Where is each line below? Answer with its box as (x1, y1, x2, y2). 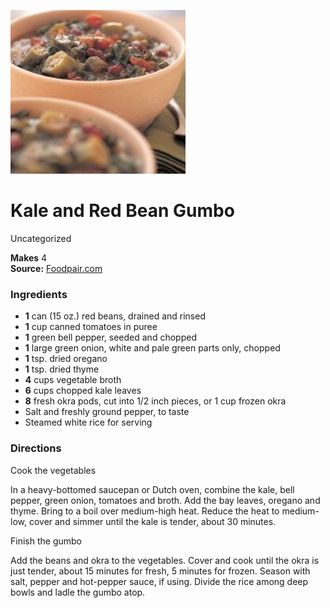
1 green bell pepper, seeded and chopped (24, 331, 197, 344)
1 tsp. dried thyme (24, 363, 100, 375)
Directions (10, 441, 62, 455)
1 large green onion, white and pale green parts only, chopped (24, 342, 281, 354)
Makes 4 (10, 251, 48, 264)
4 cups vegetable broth (24, 374, 122, 386)
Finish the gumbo (10, 535, 82, 547)
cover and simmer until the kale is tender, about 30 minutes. (28, 515, 277, 527)
